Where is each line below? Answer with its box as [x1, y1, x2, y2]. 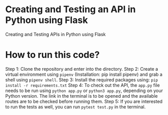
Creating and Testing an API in [5, 4, 136, 15]
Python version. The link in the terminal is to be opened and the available [5, 93, 158, 99]
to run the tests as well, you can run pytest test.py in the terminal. [5, 103, 146, 110]
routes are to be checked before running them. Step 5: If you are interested [5, 98, 163, 104]
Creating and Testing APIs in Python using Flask [5, 31, 106, 37]
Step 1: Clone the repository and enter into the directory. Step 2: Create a [5, 66, 158, 72]
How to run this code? [5, 49, 100, 61]
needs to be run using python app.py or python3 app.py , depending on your [5, 88, 163, 94]
